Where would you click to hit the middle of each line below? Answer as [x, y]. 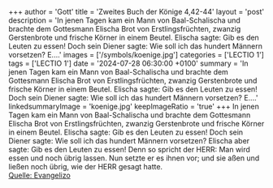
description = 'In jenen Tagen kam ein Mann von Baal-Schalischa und [125, 20]
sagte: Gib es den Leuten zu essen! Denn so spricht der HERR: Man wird [129, 150]
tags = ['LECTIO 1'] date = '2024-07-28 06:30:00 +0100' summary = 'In [129, 63]
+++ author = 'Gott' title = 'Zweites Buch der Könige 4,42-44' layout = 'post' [136, 12]
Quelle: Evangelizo [39, 175]
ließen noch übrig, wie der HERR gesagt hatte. [86, 167]
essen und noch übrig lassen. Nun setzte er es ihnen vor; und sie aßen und [134, 158]
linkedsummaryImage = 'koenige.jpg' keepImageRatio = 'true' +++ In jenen [134, 106]
